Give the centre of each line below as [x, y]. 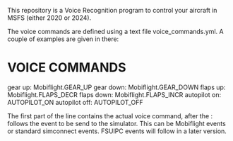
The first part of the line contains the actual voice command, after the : [110, 115]
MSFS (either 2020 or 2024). [49, 18]
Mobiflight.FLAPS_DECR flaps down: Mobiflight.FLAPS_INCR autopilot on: [114, 94]
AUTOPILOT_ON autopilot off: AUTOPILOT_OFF [75, 102]
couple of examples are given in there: [63, 39]
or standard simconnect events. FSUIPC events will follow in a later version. [117, 131]
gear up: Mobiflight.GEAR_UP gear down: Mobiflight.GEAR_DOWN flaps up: [116, 87]
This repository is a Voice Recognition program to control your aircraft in [112, 10]
